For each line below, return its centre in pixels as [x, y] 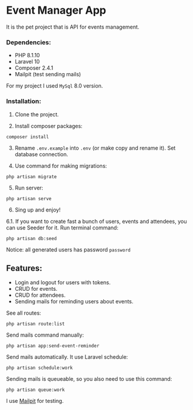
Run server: [29, 188]
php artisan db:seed [32, 238]
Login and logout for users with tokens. [63, 282]
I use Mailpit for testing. [35, 401]
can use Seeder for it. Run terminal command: [62, 228]
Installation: [24, 101]
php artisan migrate [32, 176]
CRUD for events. [36, 289]
